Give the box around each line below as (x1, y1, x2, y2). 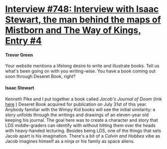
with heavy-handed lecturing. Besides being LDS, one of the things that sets (5, 128, 162, 134)
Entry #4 (5, 35, 42, 47)
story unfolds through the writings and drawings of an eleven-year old (5, 112, 149, 118)
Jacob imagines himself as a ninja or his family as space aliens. (5, 138, 135, 144)
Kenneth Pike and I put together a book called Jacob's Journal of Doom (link (5, 96, 162, 102)
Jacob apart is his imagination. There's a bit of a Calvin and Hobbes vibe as (5, 133, 161, 139)
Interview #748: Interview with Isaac (5, 3, 159, 15)
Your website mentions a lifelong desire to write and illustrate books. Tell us (5, 63, 160, 69)
